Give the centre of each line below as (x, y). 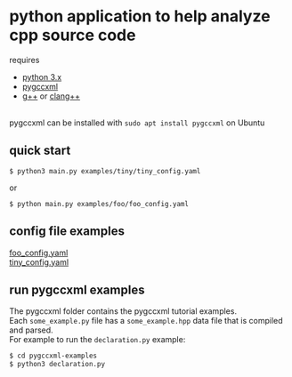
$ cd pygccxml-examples (53, 356)
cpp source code (73, 35)
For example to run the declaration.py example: (97, 340)
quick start (40, 151)
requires (24, 60)
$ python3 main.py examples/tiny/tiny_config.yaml (105, 171)
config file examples (67, 232)
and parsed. (31, 330)
